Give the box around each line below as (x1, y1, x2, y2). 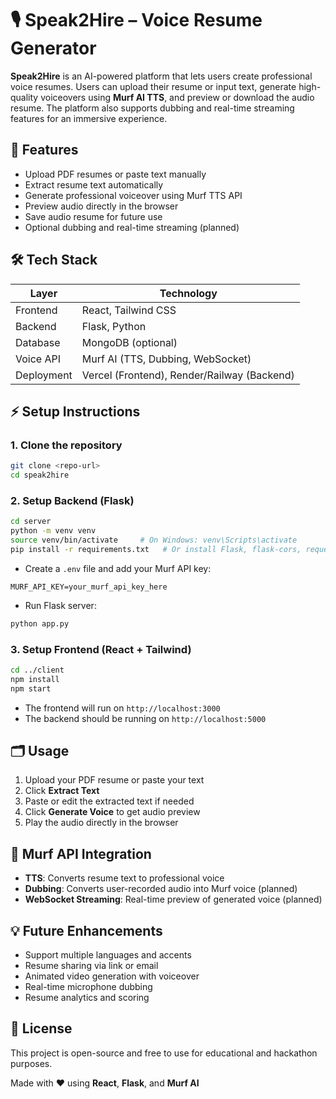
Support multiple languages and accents (24, 949, 192, 961)
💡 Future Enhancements (10, 922, 163, 939)
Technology (159, 286, 218, 300)
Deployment (15, 368, 73, 382)
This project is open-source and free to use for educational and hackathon (10, 1047, 318, 1059)
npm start (10, 683, 52, 694)
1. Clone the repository (10, 438, 123, 452)
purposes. (10, 1057, 53, 1069)
